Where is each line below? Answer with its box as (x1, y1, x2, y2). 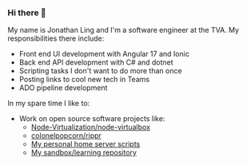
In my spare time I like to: (7, 99, 90, 108)
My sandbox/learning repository (30, 147, 137, 158)
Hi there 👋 (7, 7, 47, 18)
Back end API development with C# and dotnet (18, 57, 173, 67)
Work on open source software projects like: (18, 114, 165, 124)
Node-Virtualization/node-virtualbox (30, 123, 151, 132)
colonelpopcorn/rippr (30, 131, 102, 140)
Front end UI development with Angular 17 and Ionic (18, 49, 189, 59)
